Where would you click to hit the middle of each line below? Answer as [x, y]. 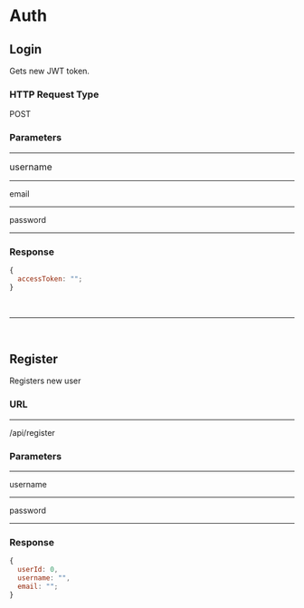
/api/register [33, 432]
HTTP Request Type [54, 94]
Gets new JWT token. [50, 71]
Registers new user [45, 381]
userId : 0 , [38, 570]
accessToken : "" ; [50, 279]
